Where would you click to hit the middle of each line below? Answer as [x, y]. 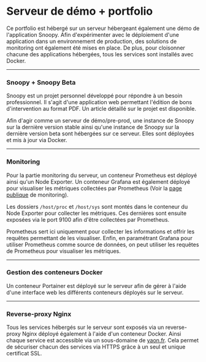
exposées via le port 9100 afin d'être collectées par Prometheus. [88, 219]
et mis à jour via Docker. [37, 140]
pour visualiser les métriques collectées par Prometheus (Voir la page [94, 188]
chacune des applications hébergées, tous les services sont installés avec [100, 54]
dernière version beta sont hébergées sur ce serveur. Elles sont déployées [100, 134]
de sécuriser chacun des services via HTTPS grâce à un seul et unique [96, 347]
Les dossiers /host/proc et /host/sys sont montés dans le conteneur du [97, 206]
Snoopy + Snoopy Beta [41, 82]
